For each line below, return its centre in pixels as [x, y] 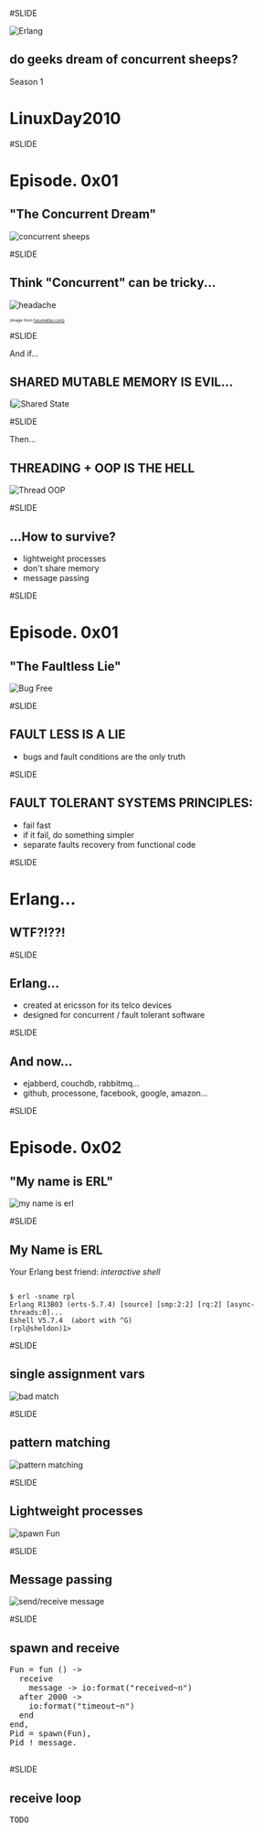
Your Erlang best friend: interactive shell [85, 1272]
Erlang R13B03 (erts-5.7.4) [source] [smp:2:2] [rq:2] [116, 1305]
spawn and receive [65, 1648]
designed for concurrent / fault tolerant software [114, 1015]
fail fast [37, 825]
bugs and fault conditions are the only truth [104, 757]
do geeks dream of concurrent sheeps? [124, 60]
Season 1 [26, 81]
